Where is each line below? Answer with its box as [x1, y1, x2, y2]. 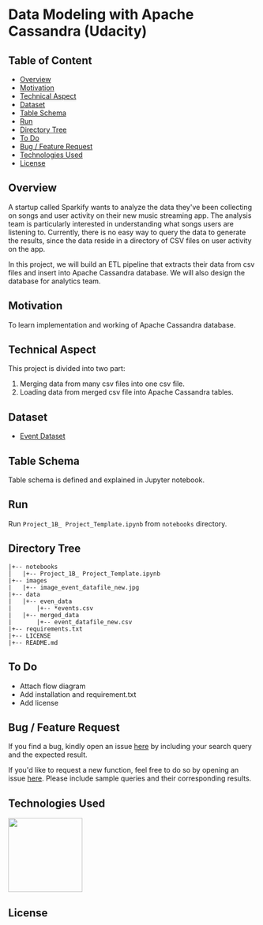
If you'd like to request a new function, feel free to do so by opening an [8, 766, 239, 775]
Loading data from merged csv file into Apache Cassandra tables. [19, 388, 235, 397]
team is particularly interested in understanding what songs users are [8, 219, 235, 228]
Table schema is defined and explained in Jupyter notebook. [8, 475, 205, 485]
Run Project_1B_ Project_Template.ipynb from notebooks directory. [8, 519, 227, 528]
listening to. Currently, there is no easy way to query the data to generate [8, 227, 246, 237]
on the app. [8, 244, 46, 253]
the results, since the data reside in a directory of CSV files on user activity [8, 235, 252, 245]
